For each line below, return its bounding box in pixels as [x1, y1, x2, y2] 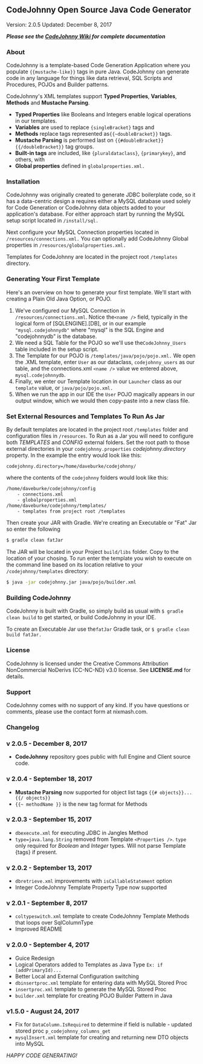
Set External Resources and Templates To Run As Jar [6, 412, 165, 421]
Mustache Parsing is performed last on [14, 136, 114, 144]
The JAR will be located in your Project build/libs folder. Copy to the [6, 548, 179, 556]
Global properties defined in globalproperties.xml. [14, 162, 145, 170]
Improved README [14, 925, 63, 933]
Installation [6, 178, 40, 186]
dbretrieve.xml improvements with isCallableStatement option [14, 877, 172, 885]
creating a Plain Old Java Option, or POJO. [6, 295, 112, 302]
